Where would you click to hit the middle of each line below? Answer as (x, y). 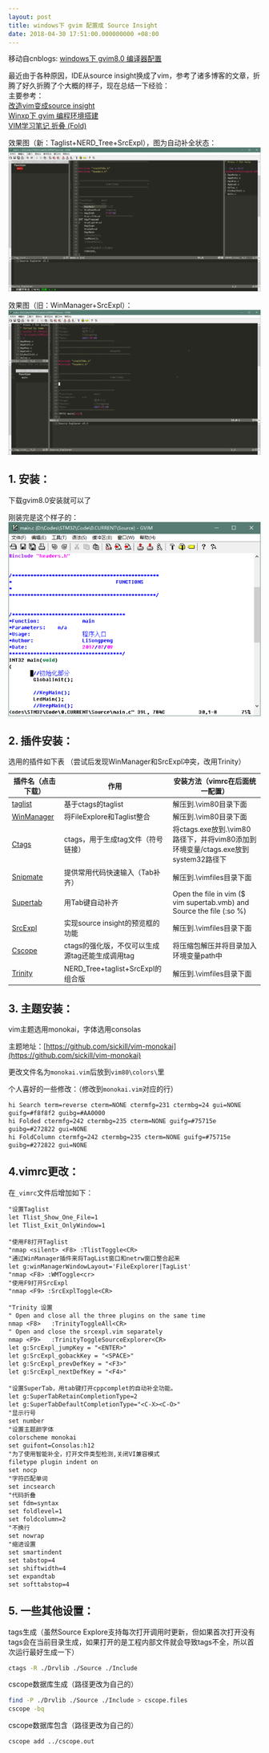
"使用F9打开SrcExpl (38, 1283)
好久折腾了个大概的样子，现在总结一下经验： (96, 86)
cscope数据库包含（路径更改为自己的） (73, 1726)
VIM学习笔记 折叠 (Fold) (48, 126)
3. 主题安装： (41, 1008)
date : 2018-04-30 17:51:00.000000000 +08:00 (84, 34)
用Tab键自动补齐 (91, 903)
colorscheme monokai (43, 1437)
